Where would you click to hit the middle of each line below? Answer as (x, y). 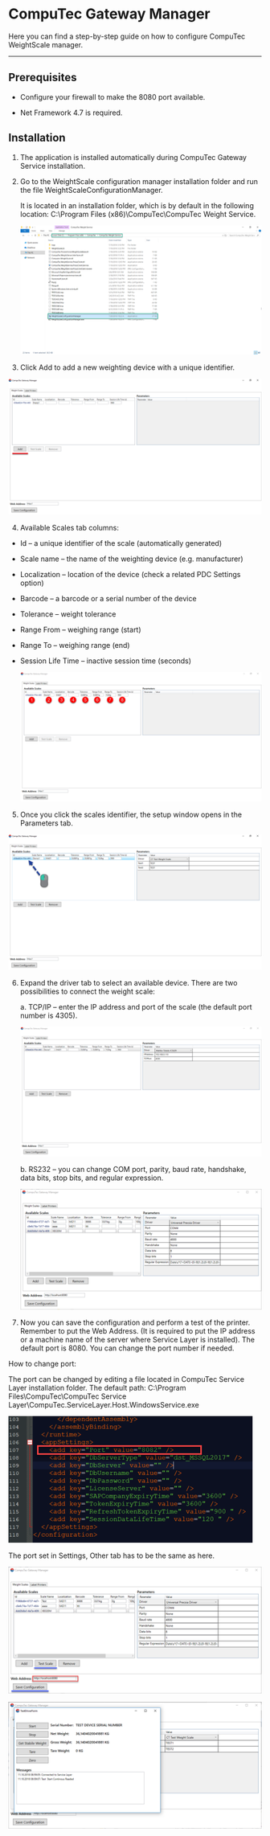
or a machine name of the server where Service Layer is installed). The (137, 1340)
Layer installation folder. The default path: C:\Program (97, 1388)
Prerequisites (43, 78)
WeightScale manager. (45, 44)
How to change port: (42, 1364)
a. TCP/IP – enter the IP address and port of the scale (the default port (136, 1007)
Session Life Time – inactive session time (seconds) (105, 661)
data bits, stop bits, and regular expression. (92, 1178)
